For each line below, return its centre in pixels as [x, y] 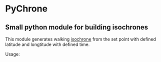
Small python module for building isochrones [77, 27]
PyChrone [26, 9]
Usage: [12, 54]
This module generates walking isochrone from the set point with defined [81, 39]
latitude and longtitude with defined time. [47, 44]
